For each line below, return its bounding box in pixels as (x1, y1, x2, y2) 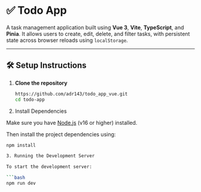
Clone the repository (14, 79, 68, 86)
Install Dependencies (14, 107, 67, 115)
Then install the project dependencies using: (6, 130, 116, 138)
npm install (6, 142, 36, 148)
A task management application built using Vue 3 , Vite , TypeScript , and (6, 23, 184, 31)
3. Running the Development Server (6, 153, 95, 159)
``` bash (6, 175, 26, 181)
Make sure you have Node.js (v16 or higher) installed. (6, 119, 138, 126)
